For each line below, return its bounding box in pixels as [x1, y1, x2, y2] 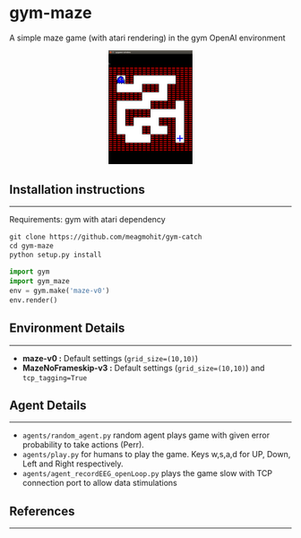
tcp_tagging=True [21, 373, 88, 383]
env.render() [9, 295, 58, 305]
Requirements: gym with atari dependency [9, 214, 166, 225]
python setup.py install [9, 250, 102, 260]
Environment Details [9, 321, 125, 336]
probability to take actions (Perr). [21, 439, 145, 450]
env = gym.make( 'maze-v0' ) [9, 286, 110, 295]
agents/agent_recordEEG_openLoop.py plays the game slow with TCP [21, 468, 273, 479]
